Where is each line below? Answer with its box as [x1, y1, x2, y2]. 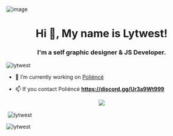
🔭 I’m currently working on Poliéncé [15, 73, 104, 81]
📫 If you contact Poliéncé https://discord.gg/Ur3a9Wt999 [15, 85, 165, 93]
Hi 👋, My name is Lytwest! [35, 27, 168, 40]
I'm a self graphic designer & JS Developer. [37, 48, 166, 57]
